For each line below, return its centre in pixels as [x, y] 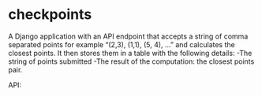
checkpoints [50, 15]
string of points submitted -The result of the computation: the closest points [131, 61]
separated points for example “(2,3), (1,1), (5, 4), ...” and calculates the [122, 44]
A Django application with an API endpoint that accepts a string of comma [128, 36]
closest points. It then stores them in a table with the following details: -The [130, 53]
